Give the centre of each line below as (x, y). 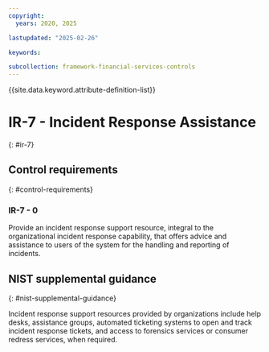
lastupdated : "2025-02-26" (53, 38)
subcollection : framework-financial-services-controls (102, 67)
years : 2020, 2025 (47, 23)
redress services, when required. (63, 339)
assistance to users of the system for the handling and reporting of (119, 245)
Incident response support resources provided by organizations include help (135, 313)
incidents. (24, 254)
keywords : (25, 52)
